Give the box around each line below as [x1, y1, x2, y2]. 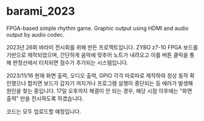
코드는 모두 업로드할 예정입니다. [6, 108, 82, 115]
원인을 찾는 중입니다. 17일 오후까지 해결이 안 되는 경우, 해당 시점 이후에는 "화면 [6, 87, 192, 94]
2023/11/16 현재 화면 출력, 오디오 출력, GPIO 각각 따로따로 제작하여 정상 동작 [6, 71, 189, 79]
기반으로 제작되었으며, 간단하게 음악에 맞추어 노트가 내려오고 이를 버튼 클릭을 [6, 51, 189, 59]
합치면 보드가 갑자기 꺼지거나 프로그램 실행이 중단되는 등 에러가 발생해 [27, 79, 194, 87]
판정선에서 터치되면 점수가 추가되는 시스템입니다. [12, 59, 128, 66]
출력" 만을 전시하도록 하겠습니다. [6, 95, 84, 102]
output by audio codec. [6, 31, 65, 38]
